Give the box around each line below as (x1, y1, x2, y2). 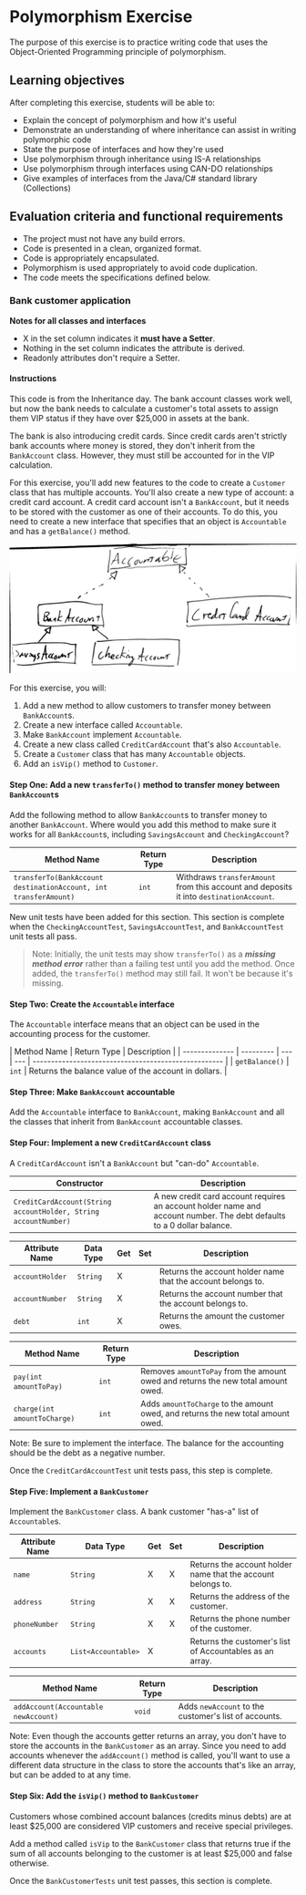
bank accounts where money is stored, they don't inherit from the (9, 440, 256, 451)
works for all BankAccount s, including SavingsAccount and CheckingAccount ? (9, 828, 290, 840)
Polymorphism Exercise (9, 6, 193, 27)
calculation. (9, 460, 53, 471)
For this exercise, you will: (9, 682, 107, 694)
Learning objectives (9, 73, 126, 88)
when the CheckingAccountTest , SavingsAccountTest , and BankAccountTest (9, 921, 284, 932)
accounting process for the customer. (9, 1029, 151, 1040)
